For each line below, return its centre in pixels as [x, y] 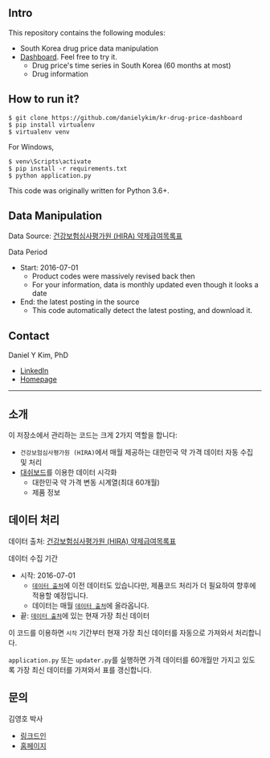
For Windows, [31, 146]
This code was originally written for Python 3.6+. [89, 190]
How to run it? [44, 99]
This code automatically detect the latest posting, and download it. [142, 311]
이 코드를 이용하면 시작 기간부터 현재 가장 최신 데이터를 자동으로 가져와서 [121, 632]
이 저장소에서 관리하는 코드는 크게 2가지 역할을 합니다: [93, 435]
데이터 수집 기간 [33, 558]
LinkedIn [34, 371]
